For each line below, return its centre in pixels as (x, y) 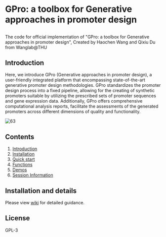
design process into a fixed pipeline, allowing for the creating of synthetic (80, 91)
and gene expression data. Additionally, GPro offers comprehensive (74, 101)
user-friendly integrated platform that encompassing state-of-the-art (75, 80)
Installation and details (41, 191)
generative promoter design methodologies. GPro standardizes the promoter (83, 85)
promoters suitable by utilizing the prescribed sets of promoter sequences (81, 96)
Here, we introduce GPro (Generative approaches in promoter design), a (79, 75)
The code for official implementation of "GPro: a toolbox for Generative (77, 37)
